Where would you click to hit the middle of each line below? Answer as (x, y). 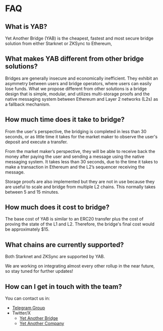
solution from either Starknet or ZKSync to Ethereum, (58, 44)
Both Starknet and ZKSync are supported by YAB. (55, 257)
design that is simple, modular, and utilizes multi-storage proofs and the (78, 94)
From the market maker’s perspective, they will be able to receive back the (80, 151)
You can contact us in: (28, 298)
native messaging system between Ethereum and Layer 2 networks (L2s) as (81, 99)
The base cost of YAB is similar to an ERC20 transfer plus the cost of (74, 219)
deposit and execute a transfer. (36, 142)
